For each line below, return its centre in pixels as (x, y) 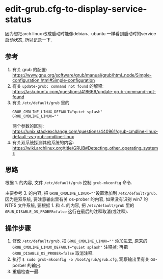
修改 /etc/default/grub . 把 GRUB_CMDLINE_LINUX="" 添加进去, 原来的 (80, 241)
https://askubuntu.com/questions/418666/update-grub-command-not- (84, 91)
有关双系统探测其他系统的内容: (43, 142)
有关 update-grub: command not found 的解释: (58, 86)
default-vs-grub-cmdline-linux (43, 136)
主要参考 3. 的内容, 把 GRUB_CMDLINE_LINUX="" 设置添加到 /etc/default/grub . (81, 193)
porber (19, 265)
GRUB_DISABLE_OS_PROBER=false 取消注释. (53, 253)
